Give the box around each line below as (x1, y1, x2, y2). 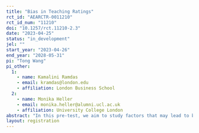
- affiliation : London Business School (17, 85, 115, 91)
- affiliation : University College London (17, 107, 123, 113)
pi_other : (6, 63, 31, 69)
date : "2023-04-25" (6, 31, 54, 36)
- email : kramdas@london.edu (17, 80, 89, 86)
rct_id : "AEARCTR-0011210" (6, 14, 73, 20)
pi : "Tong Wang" (6, 58, 46, 64)
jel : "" (6, 42, 25, 48)
